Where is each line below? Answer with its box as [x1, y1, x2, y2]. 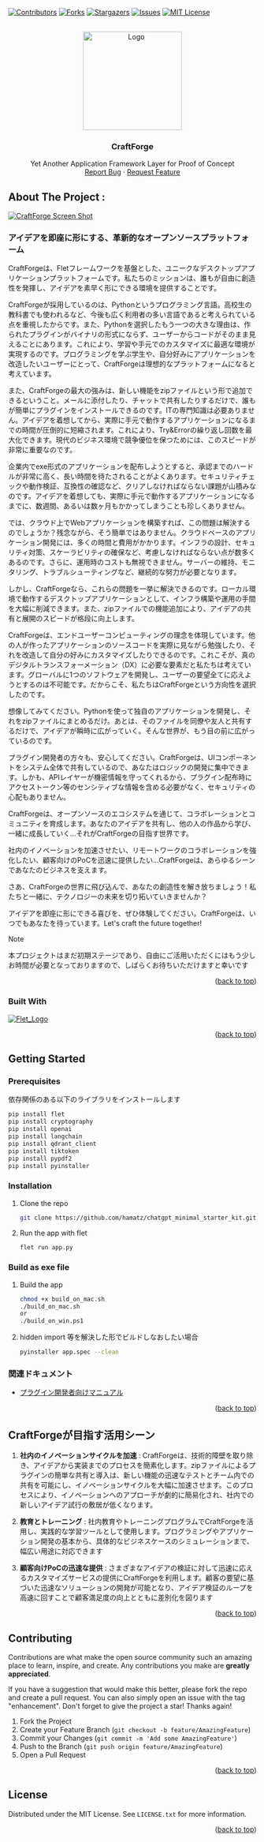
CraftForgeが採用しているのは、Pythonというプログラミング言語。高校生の [8, 300, 252, 309]
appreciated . [8, 1669, 51, 1679]
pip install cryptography [8, 1118, 93, 1126]
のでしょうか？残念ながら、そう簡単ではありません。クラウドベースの [8, 528, 236, 537]
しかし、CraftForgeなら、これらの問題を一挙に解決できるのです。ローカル [8, 584, 250, 593]
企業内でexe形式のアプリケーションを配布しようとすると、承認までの [8, 462, 234, 471]
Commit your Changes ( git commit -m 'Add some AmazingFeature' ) [19, 1733, 238, 1743]
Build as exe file [8, 1262, 70, 1273]
